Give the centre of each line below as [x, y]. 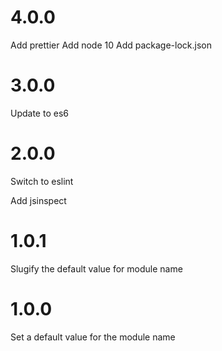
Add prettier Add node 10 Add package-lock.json [111, 45]
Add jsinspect [38, 200]
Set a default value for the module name [93, 337]
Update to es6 [39, 113]
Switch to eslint [42, 181]
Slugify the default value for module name [96, 268]
